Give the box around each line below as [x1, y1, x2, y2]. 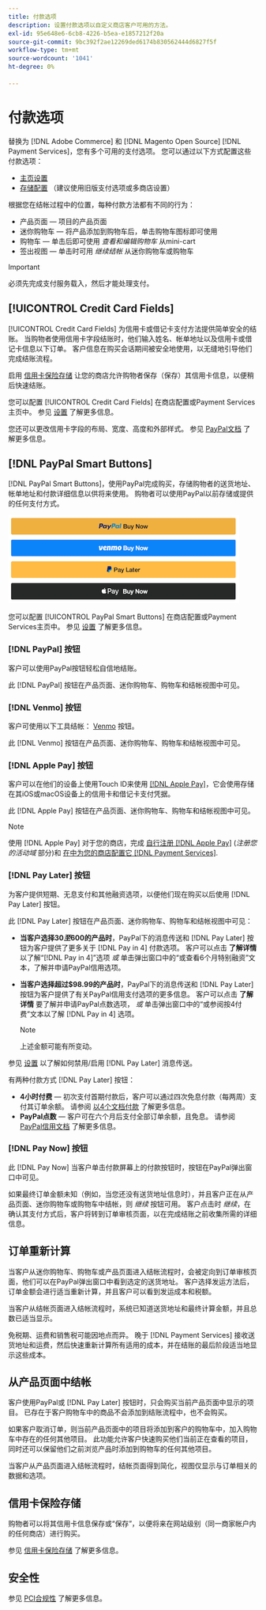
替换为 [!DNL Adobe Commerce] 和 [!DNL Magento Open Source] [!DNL [8, 136, 242, 146]
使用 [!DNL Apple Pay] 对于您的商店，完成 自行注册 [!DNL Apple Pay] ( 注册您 [8, 838, 257, 848]
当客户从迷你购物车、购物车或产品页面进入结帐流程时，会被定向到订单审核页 [8, 1266, 257, 1276]
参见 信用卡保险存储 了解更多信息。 [8, 1546, 123, 1555]
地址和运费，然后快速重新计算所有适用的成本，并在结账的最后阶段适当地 [14, 1340, 250, 1350]
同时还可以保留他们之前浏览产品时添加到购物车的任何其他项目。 [8, 1445, 215, 1454]
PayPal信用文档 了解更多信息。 [19, 1121, 121, 1131]
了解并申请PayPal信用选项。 [33, 963, 126, 972]
